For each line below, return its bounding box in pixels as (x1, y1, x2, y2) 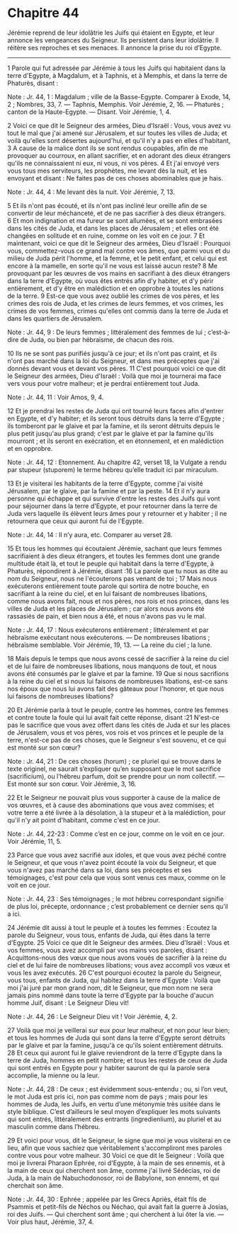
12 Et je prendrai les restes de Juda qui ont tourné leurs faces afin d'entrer (7, 406, 225, 415)
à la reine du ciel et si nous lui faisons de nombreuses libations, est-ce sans (7, 677, 228, 685)
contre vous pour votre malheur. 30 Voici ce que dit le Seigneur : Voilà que (7, 1151, 225, 1159)
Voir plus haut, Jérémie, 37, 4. (7, 1217, 94, 1226)
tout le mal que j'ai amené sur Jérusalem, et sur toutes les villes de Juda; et (7, 129, 227, 137)
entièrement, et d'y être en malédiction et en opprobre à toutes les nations (7, 284, 225, 292)
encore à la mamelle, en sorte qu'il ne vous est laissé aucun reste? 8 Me (7, 261, 218, 270)
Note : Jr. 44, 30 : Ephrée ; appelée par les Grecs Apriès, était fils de (7, 1195, 207, 1203)
